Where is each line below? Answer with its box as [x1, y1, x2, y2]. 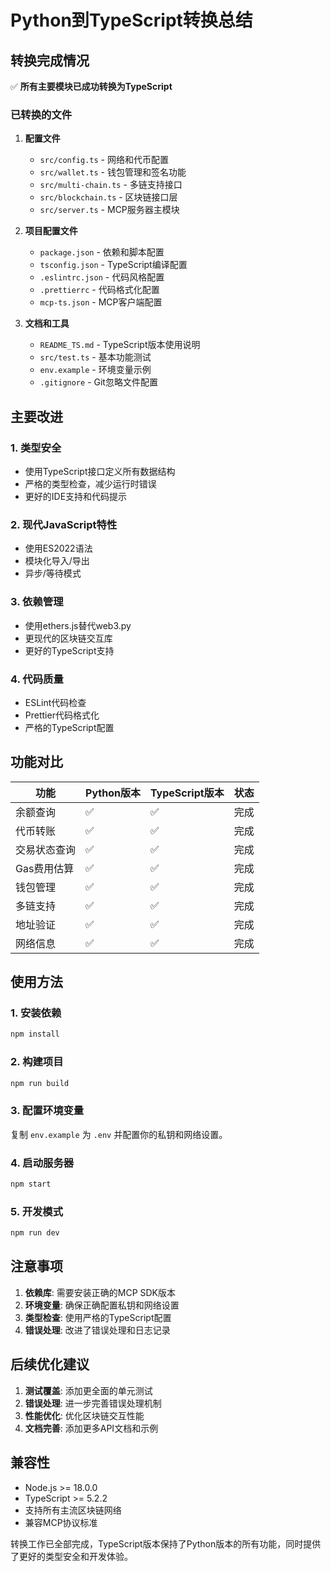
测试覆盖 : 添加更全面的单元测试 [24, 1384, 153, 1396]
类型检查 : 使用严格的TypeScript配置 [24, 1311, 172, 1323]
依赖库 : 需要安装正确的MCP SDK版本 [24, 1286, 177, 1298]
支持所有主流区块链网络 [24, 1504, 122, 1516]
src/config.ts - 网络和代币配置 [39, 154, 169, 166]
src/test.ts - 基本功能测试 [39, 351, 152, 363]
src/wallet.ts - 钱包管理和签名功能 [39, 166, 187, 178]
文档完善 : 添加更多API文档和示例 [24, 1422, 159, 1434]
